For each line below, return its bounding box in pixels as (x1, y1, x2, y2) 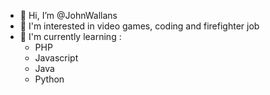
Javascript (34, 52, 79, 64)
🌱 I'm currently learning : (19, 31, 122, 42)
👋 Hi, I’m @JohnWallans (19, 10, 118, 21)
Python (34, 73, 65, 85)
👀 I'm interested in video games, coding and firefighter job (19, 20, 260, 32)
